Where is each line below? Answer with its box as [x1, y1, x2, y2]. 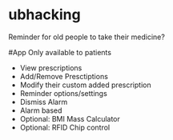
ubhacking [8, 6, 82, 24]
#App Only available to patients [8, 47, 112, 57]
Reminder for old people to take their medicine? [8, 32, 166, 42]
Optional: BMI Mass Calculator [19, 114, 120, 123]
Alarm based [19, 106, 62, 115]
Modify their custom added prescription [19, 80, 151, 90]
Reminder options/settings [19, 88, 108, 98]
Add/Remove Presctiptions [19, 71, 108, 81]
